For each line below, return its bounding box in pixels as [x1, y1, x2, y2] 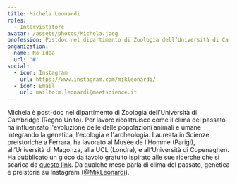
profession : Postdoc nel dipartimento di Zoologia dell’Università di [7, 37, 219, 44]
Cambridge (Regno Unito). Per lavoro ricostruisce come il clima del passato [7, 115, 226, 124]
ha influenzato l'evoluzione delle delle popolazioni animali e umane [7, 123, 202, 132]
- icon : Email [13, 82, 55, 89]
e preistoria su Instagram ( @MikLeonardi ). [7, 168, 130, 177]
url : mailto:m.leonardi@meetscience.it [20, 89, 138, 96]
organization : [7, 43, 49, 50]
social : [7, 63, 30, 70]
